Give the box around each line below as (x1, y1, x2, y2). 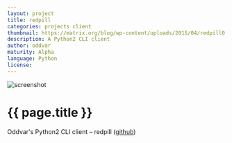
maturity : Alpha (7, 49, 54, 56)
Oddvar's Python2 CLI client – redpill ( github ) (7, 127, 136, 135)
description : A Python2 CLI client (7, 36, 110, 43)
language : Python (7, 55, 58, 62)
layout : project (7, 10, 54, 17)
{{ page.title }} (7, 104, 93, 120)
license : (7, 61, 33, 68)
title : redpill (7, 17, 51, 23)
